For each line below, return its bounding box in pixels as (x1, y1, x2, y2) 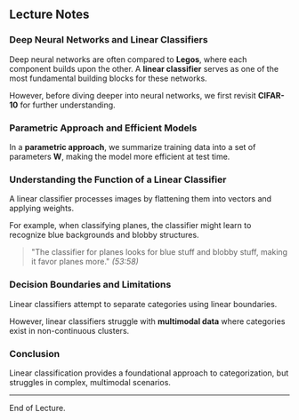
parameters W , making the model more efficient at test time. (9, 151, 230, 162)
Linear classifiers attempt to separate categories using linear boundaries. (9, 298, 278, 309)
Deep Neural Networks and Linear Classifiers (9, 34, 208, 46)
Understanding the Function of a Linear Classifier (9, 173, 227, 186)
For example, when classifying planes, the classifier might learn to (9, 220, 252, 231)
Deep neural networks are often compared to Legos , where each (9, 53, 247, 65)
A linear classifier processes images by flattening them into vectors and (9, 194, 272, 204)
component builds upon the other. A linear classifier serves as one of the (9, 63, 279, 74)
